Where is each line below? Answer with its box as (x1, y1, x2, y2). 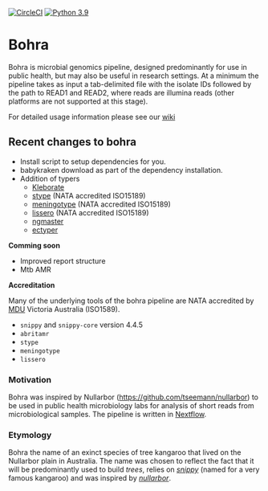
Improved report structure (19, 256, 106, 265)
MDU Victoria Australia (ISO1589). (8, 304, 120, 313)
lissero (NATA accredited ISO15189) (31, 207, 149, 217)
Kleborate (31, 182, 65, 192)
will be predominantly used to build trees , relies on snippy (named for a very (8, 464, 260, 474)
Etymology (8, 429, 52, 440)
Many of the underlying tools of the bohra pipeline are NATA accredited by (8, 296, 254, 305)
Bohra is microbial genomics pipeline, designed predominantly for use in (8, 62, 247, 72)
